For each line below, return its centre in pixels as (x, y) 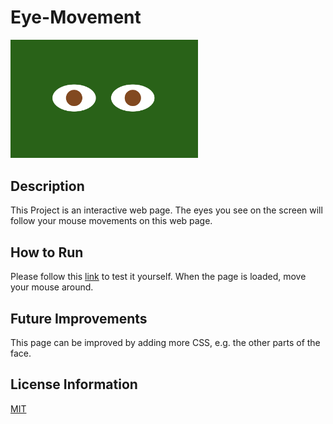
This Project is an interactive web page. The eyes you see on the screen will (166, 210)
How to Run (47, 252)
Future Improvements (79, 318)
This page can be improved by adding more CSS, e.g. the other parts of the (165, 342)
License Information (74, 384)
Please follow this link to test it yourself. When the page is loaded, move (158, 277)
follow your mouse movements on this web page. (111, 221)
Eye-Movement (76, 17)
